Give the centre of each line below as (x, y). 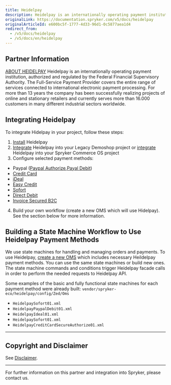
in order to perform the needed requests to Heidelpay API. (66, 273)
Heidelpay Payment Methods (52, 240)
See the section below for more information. (59, 216)
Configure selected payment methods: (53, 158)
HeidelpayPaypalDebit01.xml (42, 309)
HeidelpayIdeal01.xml (35, 314)
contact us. (17, 378)
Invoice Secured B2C (35, 200)
